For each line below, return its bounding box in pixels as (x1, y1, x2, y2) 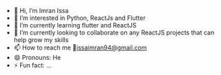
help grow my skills (13, 36, 69, 44)
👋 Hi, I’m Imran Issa (13, 7, 69, 14)
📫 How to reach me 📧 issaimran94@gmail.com (13, 43, 147, 52)
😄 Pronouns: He (13, 54, 61, 61)
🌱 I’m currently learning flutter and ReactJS (13, 21, 137, 29)
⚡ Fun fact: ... (13, 61, 52, 69)
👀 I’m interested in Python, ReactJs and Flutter (13, 14, 146, 22)
